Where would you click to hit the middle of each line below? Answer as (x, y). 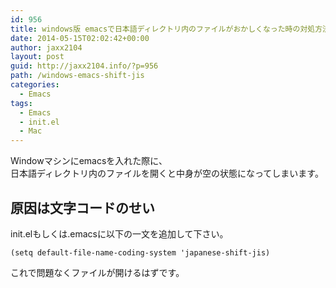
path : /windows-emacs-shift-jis (77, 76)
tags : (21, 103)
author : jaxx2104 (46, 47)
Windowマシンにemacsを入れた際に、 (89, 161)
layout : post (37, 57)
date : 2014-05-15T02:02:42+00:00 (80, 38)
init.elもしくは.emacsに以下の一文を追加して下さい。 (119, 233)
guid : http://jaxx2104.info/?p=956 (84, 66)
